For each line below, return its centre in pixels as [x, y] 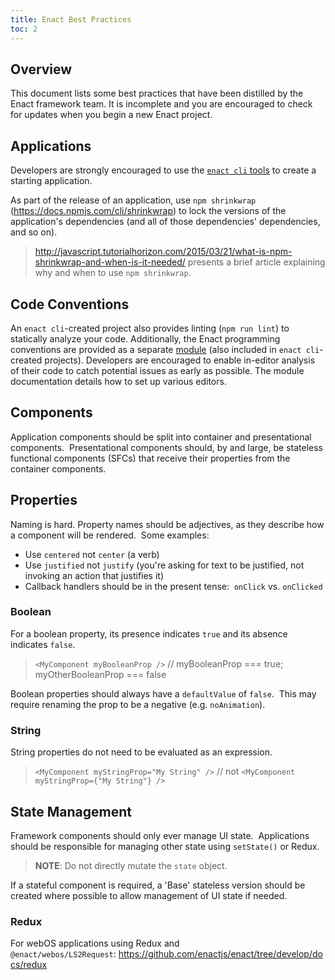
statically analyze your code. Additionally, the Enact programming [145, 338]
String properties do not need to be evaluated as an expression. [141, 752]
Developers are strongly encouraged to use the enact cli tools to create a [163, 170]
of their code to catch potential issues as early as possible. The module [157, 370]
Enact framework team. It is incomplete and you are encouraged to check [161, 104]
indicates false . [43, 644]
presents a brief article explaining [256, 262]
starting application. [51, 181]
